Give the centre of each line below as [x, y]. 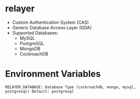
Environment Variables [53, 74]
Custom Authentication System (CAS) [50, 22]
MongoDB [30, 49]
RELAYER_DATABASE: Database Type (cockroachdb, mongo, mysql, [70, 87]
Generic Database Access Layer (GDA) [52, 27]
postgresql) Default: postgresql [40, 91]
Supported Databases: [35, 33]
